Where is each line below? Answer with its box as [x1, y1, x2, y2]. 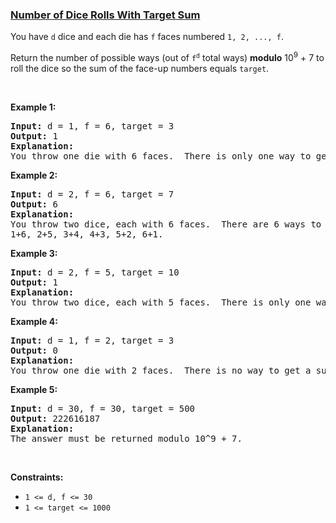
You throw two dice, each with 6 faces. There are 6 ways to [10, 218, 322, 230]
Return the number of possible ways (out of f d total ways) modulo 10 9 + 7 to [10, 50, 325, 63]
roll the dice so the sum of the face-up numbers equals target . [10, 62, 270, 74]
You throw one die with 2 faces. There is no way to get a [10, 364, 312, 376]
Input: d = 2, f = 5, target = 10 [10, 266, 180, 278]
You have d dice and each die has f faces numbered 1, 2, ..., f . [10, 31, 285, 43]
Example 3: [10, 247, 58, 259]
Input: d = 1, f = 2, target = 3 [10, 334, 175, 346]
